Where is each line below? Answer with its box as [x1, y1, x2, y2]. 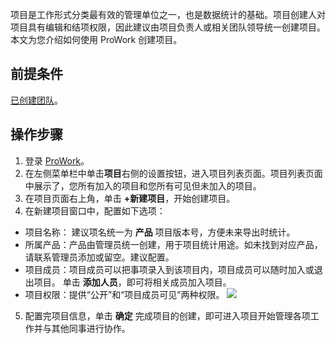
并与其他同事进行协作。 [33, 322, 131, 334]
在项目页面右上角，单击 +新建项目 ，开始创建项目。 [24, 192, 236, 204]
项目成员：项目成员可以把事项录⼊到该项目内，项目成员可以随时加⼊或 [24, 263, 315, 275]
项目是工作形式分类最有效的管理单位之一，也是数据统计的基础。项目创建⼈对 [10, 9, 326, 20]
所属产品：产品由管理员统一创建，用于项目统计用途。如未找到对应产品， [24, 238, 323, 250]
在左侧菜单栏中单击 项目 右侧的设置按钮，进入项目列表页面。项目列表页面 [24, 167, 323, 179]
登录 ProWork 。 [24, 154, 90, 167]
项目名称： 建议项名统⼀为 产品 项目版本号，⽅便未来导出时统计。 [24, 226, 296, 238]
